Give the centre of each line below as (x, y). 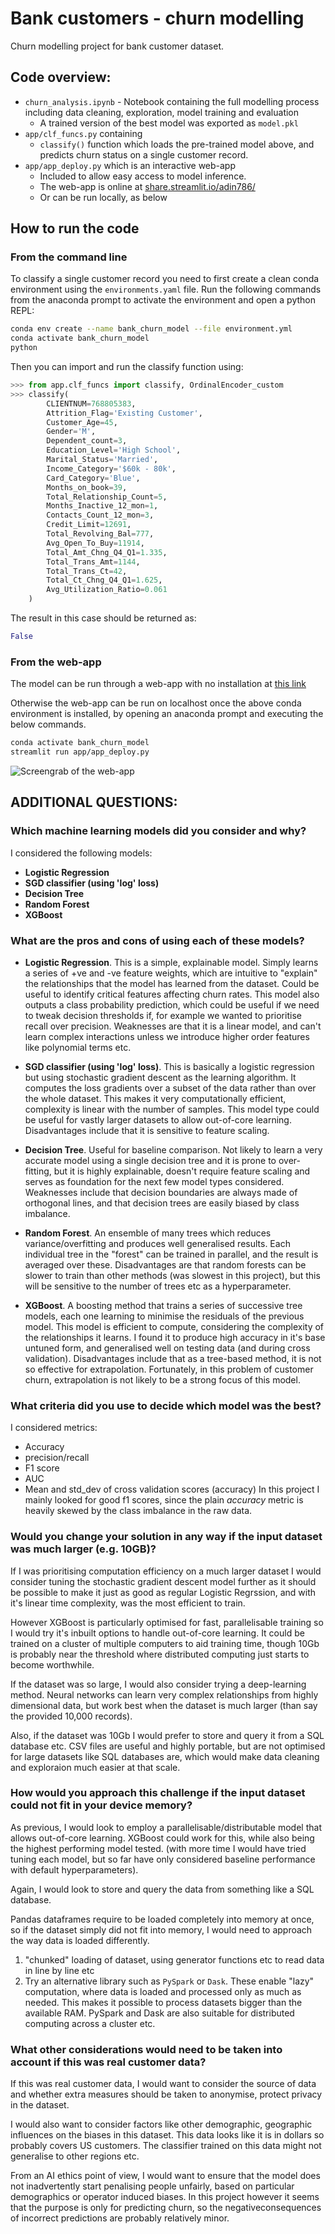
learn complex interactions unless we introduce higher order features (167, 1036)
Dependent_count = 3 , (87, 441)
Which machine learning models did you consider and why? (158, 831)
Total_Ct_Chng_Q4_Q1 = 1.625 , (104, 580)
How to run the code (75, 228)
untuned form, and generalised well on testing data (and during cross (167, 1348)
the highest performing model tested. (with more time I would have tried (158, 1848)
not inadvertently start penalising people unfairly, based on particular (152, 2186)
